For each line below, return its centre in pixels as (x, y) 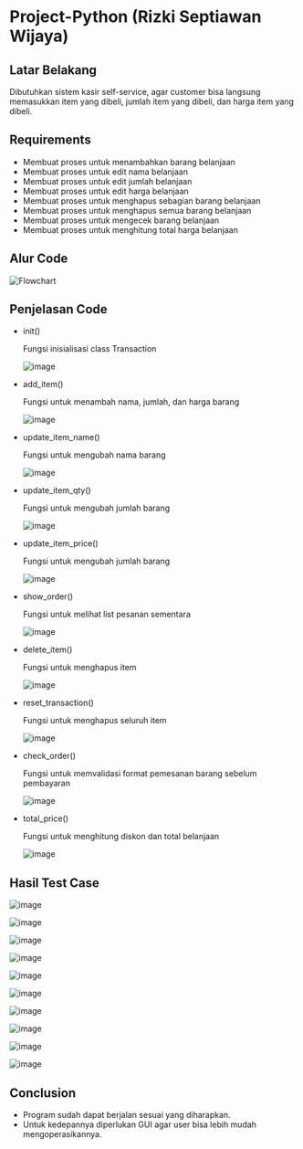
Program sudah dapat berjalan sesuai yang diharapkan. (126, 1115)
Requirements (50, 140)
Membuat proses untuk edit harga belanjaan (105, 191)
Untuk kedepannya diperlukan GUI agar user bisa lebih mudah (140, 1124)
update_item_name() (61, 437)
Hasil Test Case (55, 883)
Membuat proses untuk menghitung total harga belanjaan (131, 229)
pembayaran (47, 784)
